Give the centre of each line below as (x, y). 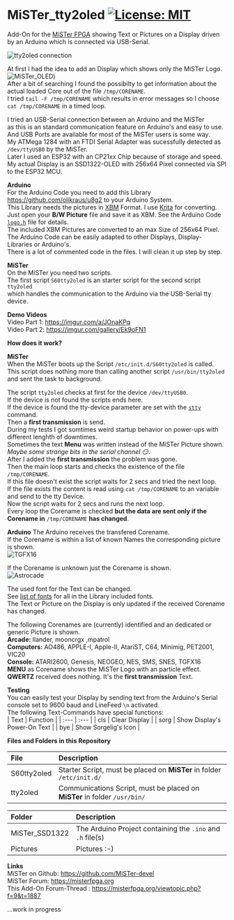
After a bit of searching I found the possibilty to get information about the (112, 83)
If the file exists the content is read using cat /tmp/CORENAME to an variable (113, 488)
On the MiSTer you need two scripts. (60, 272)
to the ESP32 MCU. (35, 171)
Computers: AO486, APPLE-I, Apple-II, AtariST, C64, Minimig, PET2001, (111, 647)
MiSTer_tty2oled (56, 15)
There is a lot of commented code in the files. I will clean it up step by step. (115, 251)
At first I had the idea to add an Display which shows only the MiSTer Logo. (115, 68)
